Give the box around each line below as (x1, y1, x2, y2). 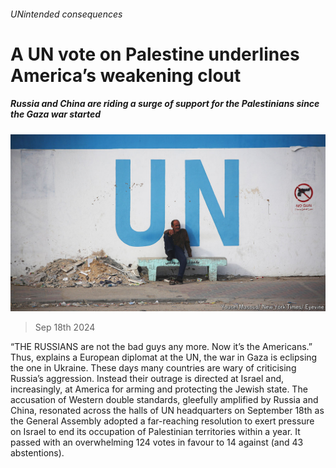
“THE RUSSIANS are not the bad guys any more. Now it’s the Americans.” (10, 341, 313, 353)
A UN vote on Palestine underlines (10, 43, 300, 65)
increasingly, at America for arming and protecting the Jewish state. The (10, 383, 308, 395)
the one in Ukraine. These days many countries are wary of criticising (10, 362, 297, 374)
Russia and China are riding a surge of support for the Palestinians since (10, 98, 320, 110)
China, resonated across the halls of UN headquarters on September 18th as (10, 405, 325, 417)
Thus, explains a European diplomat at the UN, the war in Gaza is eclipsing (10, 351, 318, 364)
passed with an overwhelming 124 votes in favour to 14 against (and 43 (10, 436, 304, 449)
